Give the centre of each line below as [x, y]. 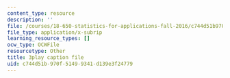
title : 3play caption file [46, 58]
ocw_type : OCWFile [33, 45]
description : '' [30, 20]
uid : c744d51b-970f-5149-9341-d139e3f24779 [70, 64]
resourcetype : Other [37, 52]
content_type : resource [41, 13]
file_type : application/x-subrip [55, 32]
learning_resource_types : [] [49, 39]
